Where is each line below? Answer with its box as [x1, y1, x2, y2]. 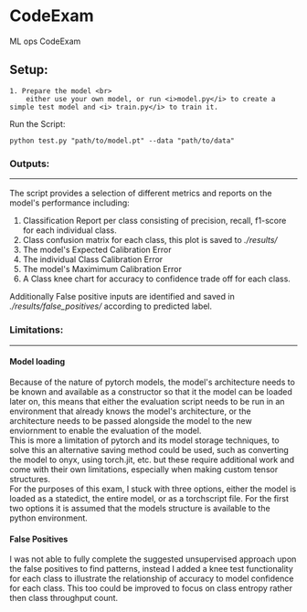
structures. [9, 473, 50, 484]
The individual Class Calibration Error [22, 254, 164, 265]
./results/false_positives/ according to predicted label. [9, 301, 213, 311]
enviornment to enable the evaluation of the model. [9, 425, 202, 436]
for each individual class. [22, 225, 117, 236]
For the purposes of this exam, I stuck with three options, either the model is [9, 483, 297, 494]
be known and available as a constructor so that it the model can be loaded [9, 385, 292, 397]
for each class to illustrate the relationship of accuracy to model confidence [9, 573, 294, 585]
